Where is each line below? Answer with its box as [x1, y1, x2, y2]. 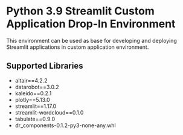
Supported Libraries [6, 61, 83, 71]
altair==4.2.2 [14, 77, 48, 84]
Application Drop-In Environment [6, 17, 176, 31]
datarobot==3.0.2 [14, 83, 59, 90]
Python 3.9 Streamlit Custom [6, 4, 155, 18]
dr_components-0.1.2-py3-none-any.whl [14, 122, 116, 129]
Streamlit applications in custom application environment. [6, 43, 149, 51]
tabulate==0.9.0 [14, 115, 56, 122]
